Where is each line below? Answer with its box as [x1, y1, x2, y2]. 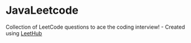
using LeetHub [5, 29, 42, 36]
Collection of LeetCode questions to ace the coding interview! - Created [5, 23, 186, 30]
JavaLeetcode [5, 4, 79, 17]
